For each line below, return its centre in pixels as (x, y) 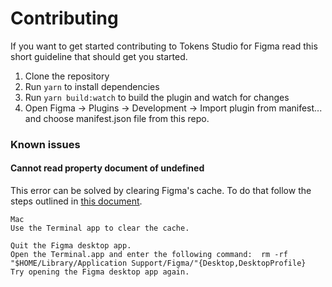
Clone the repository (67, 76)
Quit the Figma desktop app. (71, 246)
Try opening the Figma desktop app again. (100, 272)
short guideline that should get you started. (99, 56)
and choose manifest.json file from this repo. (117, 118)
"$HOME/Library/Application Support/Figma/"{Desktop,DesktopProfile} (158, 263)
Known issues (45, 144)
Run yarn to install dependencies (92, 86)
